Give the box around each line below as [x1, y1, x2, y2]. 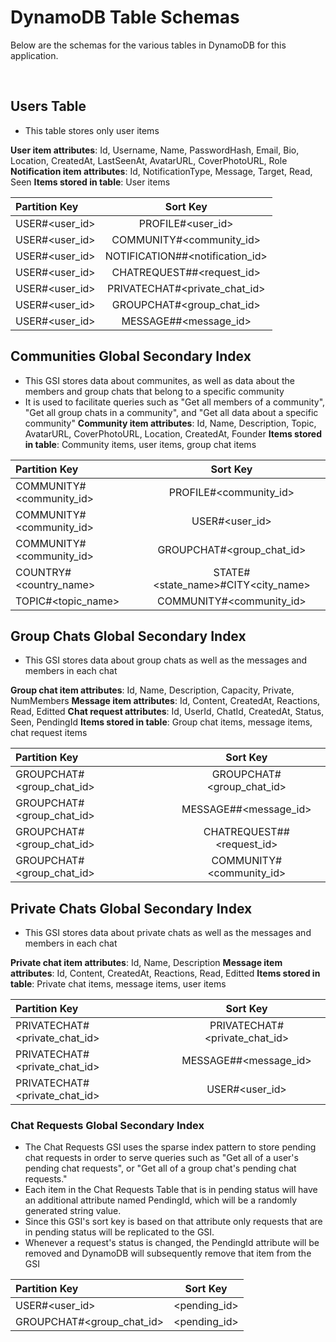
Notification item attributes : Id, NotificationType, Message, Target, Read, [10, 165, 313, 177]
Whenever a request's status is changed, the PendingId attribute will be [24, 1237, 320, 1249]
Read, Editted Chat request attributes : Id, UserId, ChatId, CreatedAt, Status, [10, 706, 325, 718]
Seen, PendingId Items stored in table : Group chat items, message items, [10, 716, 313, 728]
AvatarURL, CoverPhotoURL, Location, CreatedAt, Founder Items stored [24, 427, 323, 440]
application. [10, 49, 59, 61]
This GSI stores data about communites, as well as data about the [24, 374, 296, 386]
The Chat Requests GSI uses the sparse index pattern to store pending [24, 1141, 317, 1153]
